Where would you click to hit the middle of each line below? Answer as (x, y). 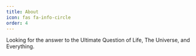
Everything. (20, 46)
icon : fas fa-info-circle (38, 17)
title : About (22, 12)
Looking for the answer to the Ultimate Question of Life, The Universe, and (98, 40)
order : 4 (17, 23)
